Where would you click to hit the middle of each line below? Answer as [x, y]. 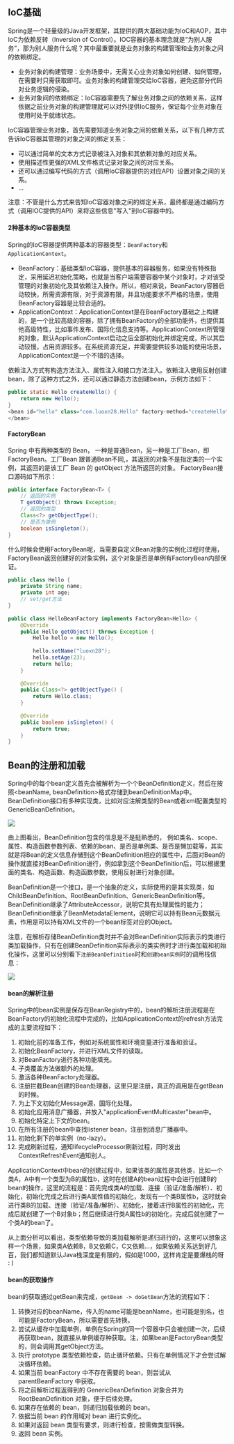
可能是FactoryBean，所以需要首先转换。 [76, 1320]
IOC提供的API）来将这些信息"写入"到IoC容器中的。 [105, 211]
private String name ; [51, 586]
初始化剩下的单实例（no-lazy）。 [64, 1138]
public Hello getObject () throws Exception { [87, 632]
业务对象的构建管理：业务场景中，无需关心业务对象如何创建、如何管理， [121, 71]
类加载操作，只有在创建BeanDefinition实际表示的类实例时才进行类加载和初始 [117, 945]
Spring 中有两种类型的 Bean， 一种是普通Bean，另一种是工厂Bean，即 [109, 450]
